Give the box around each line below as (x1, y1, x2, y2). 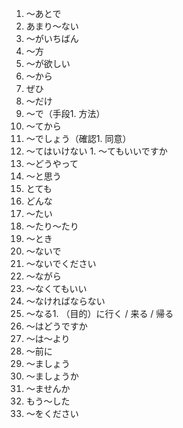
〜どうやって (25, 158, 79, 169)
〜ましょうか (25, 370, 79, 382)
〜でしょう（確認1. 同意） (25, 133, 132, 144)
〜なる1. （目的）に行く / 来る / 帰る (25, 308, 174, 319)
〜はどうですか (25, 320, 88, 332)
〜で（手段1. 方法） (25, 108, 106, 119)
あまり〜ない (25, 20, 79, 32)
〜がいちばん (25, 33, 79, 44)
